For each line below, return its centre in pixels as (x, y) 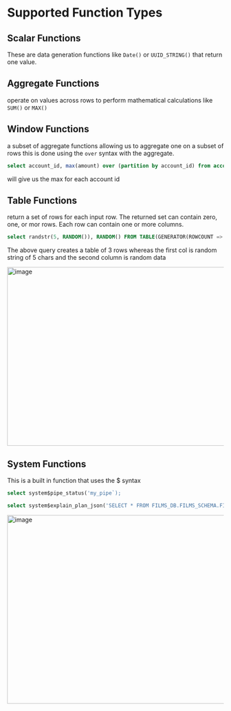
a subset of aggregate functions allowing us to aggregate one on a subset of (115, 145)
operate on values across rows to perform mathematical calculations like (110, 100)
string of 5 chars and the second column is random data (87, 258)
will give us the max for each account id (64, 179)
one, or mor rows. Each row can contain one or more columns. (96, 225)
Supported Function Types (85, 13)
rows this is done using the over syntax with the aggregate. (91, 153)
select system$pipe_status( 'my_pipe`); (64, 493)
